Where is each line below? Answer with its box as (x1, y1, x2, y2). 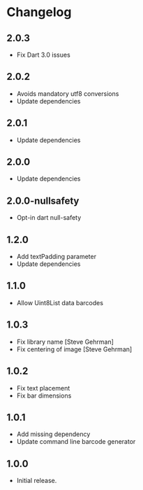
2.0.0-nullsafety (6, 195, 80, 206)
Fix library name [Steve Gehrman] (16, 337, 114, 346)
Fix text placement (16, 384, 70, 392)
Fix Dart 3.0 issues (16, 50, 70, 59)
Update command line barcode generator (16, 437, 136, 446)
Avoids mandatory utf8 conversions (16, 89, 119, 98)
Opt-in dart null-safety (16, 213, 82, 222)
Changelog (6, 4, 72, 20)
